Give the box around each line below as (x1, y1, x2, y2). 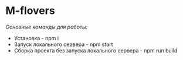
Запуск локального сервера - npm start (13, 41, 113, 48)
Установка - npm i (13, 34, 59, 41)
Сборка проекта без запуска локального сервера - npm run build (13, 47, 178, 54)
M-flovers (5, 4, 55, 17)
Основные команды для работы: (5, 23, 88, 30)
